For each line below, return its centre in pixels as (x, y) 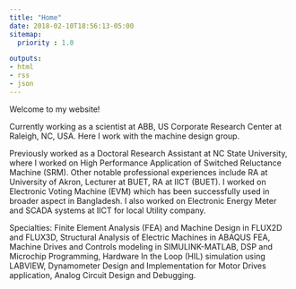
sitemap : (26, 34)
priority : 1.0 (46, 42)
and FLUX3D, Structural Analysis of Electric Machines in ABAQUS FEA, (140, 237)
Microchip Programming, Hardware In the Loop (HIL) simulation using (138, 256)
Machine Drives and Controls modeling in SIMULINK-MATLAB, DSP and (141, 246)
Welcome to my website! (55, 109)
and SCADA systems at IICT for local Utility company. (108, 210)
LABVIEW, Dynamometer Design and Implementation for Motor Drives (138, 266)
